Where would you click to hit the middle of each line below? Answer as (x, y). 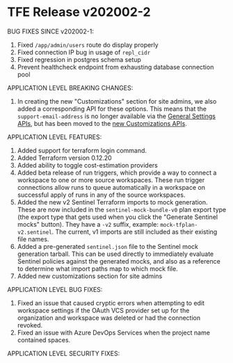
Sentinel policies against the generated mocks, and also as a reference (119, 261)
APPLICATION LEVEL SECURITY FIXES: (64, 353)
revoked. (30, 325)
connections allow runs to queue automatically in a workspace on (111, 187)
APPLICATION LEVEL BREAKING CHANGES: (70, 88)
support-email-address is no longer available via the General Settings (116, 116)
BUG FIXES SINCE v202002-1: (50, 31)
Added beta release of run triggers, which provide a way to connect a (117, 172)
